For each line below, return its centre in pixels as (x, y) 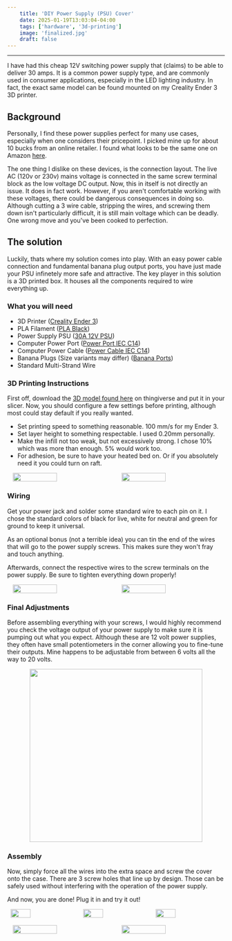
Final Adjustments (38, 607)
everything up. (28, 288)
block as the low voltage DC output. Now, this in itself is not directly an (107, 183)
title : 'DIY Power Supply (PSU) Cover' (77, 14)
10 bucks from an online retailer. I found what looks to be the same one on (112, 148)
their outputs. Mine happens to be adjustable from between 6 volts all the (112, 652)
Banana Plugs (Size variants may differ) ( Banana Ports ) (95, 358)
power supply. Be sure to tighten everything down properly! (92, 575)
